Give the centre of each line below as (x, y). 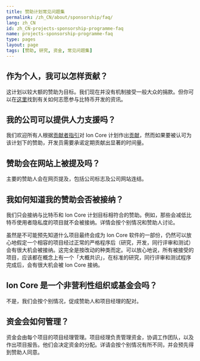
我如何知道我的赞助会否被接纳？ (65, 200)
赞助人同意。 (27, 352)
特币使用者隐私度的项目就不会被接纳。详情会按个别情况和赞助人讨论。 (92, 222)
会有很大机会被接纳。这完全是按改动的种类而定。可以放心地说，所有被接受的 (100, 250)
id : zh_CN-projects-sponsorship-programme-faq (65, 28)
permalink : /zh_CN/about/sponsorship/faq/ (60, 17)
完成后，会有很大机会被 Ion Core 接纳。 (55, 265)
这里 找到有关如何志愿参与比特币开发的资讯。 (71, 99)
